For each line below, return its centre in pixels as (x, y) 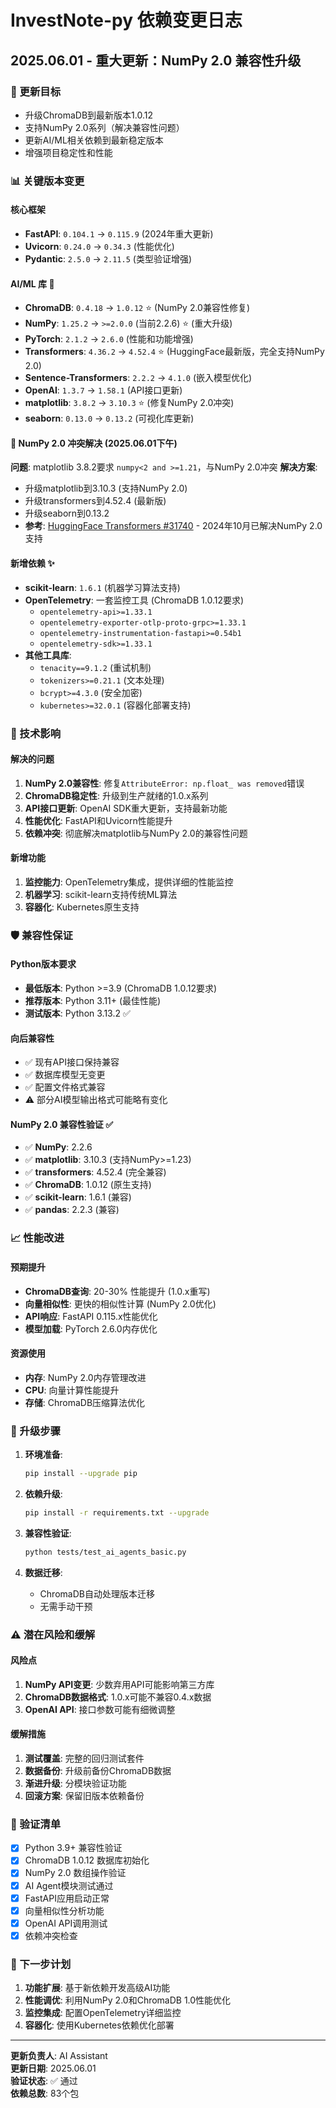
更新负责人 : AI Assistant (59, 2056)
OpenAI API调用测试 (66, 1923)
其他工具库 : (48, 655)
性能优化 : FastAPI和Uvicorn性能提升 (98, 820)
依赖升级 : (43, 1493)
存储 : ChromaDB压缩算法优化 (85, 1402)
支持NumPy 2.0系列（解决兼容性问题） (104, 127)
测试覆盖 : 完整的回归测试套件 (84, 1758)
